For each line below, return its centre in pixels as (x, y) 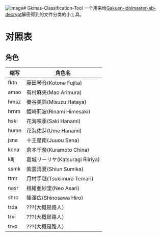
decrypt (14, 14)
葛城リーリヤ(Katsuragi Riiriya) (63, 159)
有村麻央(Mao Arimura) (54, 92)
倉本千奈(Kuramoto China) (58, 150)
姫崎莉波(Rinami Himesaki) (58, 112)
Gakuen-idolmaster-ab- (131, 8)
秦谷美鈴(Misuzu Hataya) (56, 102)
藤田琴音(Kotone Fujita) (54, 83)
